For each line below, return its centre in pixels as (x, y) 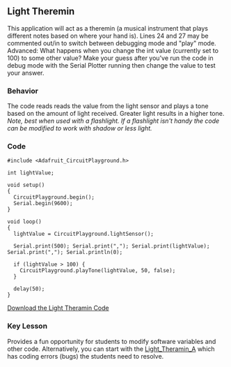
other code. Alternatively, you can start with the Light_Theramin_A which (111, 349)
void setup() (26, 185)
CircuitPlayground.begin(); (54, 197)
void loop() (24, 222)
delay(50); (29, 289)
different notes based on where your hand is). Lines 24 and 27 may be (108, 36)
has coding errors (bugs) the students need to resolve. (86, 356)
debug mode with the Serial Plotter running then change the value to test (111, 65)
